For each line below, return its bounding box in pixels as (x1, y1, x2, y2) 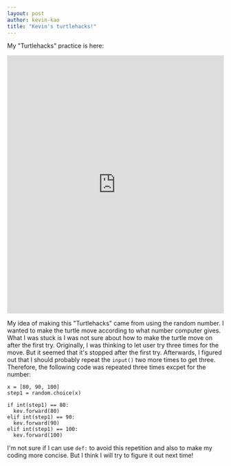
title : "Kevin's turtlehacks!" (7, 23, 97, 30)
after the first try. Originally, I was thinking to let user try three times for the (7, 341, 219, 350)
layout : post (7, 10, 45, 17)
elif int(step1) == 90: (7, 414, 76, 421)
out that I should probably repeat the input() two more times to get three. (7, 356, 216, 364)
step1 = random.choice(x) (7, 390, 81, 396)
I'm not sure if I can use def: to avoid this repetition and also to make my (7, 444, 213, 452)
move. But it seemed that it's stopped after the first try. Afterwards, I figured (7, 348, 222, 357)
